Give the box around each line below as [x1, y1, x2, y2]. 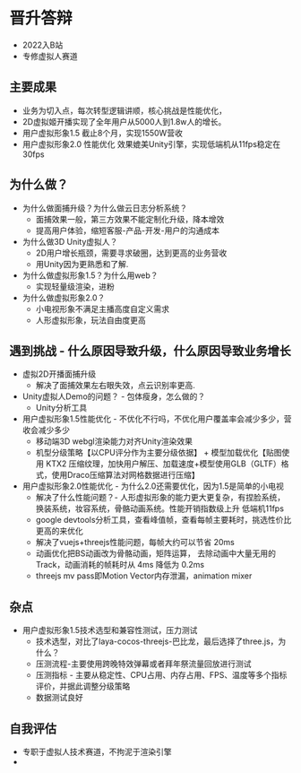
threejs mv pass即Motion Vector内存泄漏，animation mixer [35, 570, 253, 581]
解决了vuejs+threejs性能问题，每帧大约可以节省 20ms [35, 537, 235, 548]
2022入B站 [21, 39, 64, 50]
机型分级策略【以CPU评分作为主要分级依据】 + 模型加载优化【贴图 [35, 447, 282, 458]
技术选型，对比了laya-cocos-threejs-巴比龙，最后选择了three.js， [35, 636, 279, 647]
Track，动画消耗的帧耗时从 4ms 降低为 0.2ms [35, 560, 204, 570]
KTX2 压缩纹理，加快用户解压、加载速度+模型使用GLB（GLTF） [46, 458, 282, 469]
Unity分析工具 [35, 403, 88, 413]
